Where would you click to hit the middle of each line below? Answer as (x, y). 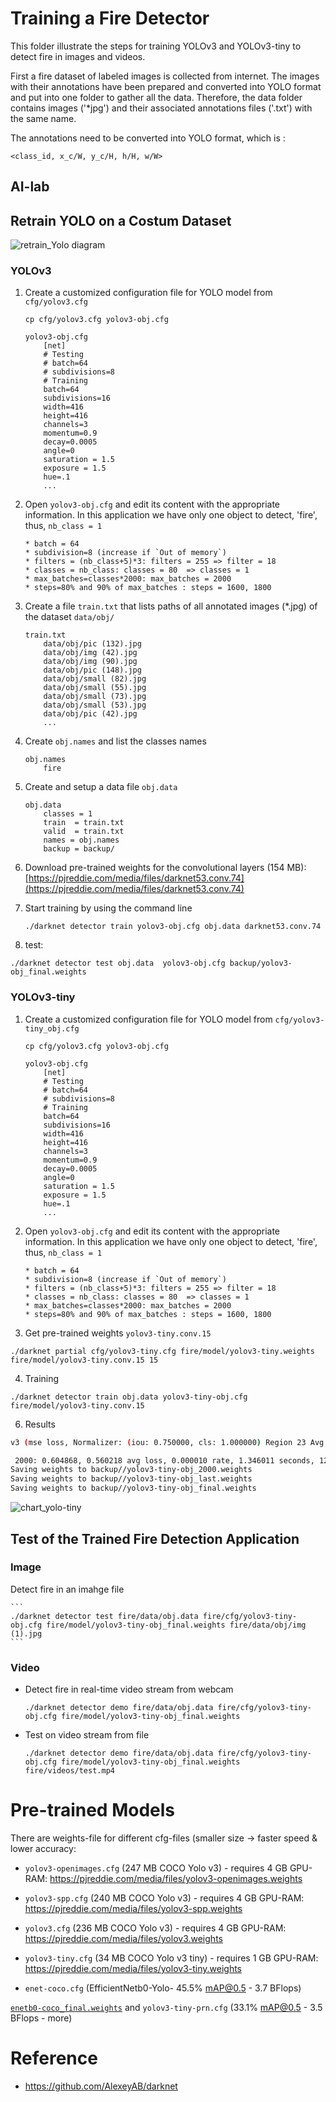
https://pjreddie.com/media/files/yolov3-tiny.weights (133, 1969)
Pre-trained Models (93, 1810)
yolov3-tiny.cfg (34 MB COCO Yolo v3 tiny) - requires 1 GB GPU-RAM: (171, 1958)
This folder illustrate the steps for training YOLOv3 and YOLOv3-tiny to (156, 46)
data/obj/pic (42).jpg (90, 714)
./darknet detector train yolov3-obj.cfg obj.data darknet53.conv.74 (173, 927)
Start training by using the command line (108, 908)
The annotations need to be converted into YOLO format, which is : (148, 138)
